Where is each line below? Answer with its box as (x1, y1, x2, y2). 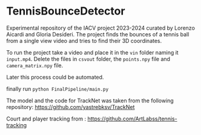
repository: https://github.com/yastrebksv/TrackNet (6, 103, 135, 110)
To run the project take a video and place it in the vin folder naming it (6, 48, 179, 56)
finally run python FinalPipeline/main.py (6, 85, 109, 92)
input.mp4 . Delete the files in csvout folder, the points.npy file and (6, 55, 171, 62)
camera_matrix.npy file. (6, 62, 64, 69)
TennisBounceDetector (6, 4, 125, 18)
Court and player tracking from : (6, 115, 87, 122)
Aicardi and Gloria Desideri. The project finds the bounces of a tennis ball (6, 30, 189, 38)
